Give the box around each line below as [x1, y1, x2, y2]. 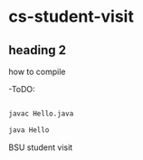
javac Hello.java [8, 109, 74, 118]
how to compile [8, 66, 66, 77]
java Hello [8, 125, 50, 135]
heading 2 [8, 42, 67, 58]
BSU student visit [8, 142, 73, 153]
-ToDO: [8, 84, 35, 94]
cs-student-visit [8, 6, 135, 27]
